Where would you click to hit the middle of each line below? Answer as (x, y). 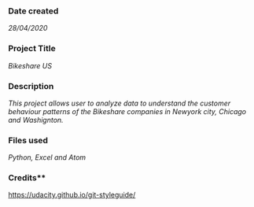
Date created (33, 11)
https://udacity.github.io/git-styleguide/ (72, 195)
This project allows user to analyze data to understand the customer (120, 103)
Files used (28, 140)
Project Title (32, 49)
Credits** (27, 178)
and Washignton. (36, 120)
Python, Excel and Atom (47, 157)
